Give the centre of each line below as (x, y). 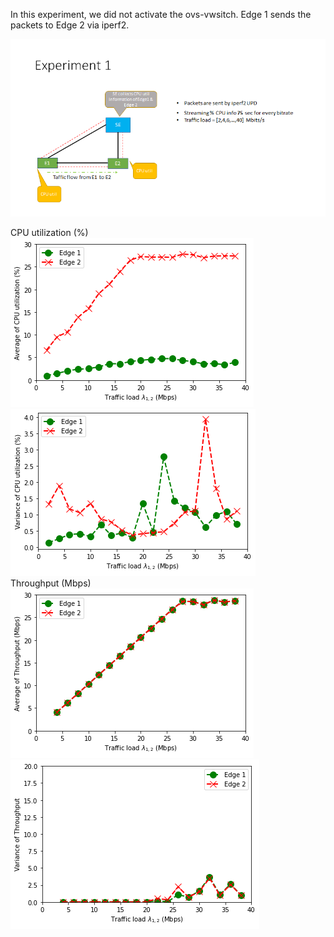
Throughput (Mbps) (51, 583)
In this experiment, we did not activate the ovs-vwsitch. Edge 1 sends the (161, 14)
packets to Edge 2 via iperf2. (70, 25)
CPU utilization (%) (49, 232)
